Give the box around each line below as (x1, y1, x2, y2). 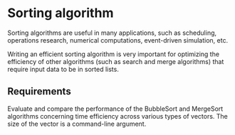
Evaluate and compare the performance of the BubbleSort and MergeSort (7, 104, 224, 113)
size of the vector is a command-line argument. (7, 119, 147, 128)
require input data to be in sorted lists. (7, 65, 119, 73)
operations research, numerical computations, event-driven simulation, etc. (7, 36, 229, 44)
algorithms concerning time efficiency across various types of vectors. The (7, 112, 228, 120)
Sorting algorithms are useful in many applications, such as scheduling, (7, 28, 217, 37)
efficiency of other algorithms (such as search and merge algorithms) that (7, 57, 224, 65)
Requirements (7, 85, 71, 97)
